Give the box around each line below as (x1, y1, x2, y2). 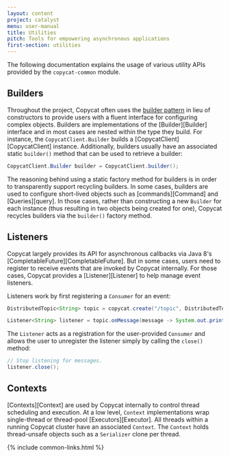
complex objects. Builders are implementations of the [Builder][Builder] (7, 120, 207, 129)
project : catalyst (7, 16, 60, 23)
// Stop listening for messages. (7, 357, 103, 365)
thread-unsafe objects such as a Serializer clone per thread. (7, 430, 181, 438)
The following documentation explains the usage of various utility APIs (7, 61, 206, 68)
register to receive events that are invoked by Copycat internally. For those (7, 264, 218, 272)
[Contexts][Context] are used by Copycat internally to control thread (7, 401, 200, 409)
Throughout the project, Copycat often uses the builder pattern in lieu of (7, 105, 211, 114)
